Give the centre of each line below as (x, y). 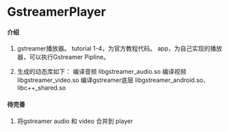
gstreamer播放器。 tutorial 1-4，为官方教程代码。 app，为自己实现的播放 (119, 49)
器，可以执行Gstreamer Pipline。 (63, 57)
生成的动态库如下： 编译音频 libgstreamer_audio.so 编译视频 (102, 72)
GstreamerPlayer (56, 12)
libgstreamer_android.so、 (172, 80)
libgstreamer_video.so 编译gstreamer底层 (75, 80)
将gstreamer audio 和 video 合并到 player (75, 121)
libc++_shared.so (41, 88)
